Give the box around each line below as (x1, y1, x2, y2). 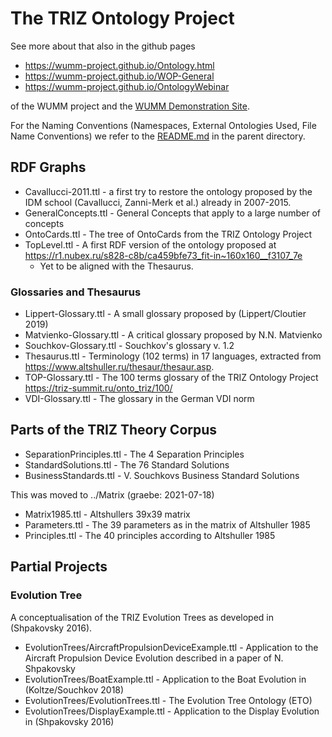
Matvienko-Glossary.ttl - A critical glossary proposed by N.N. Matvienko (24, 329, 323, 341)
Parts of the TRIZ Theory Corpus (10, 422, 218, 439)
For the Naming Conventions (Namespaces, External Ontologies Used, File (10, 119, 317, 131)
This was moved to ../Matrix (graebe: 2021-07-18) (10, 488, 215, 501)
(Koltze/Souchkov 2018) (24, 683, 125, 696)
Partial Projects (10, 558, 108, 576)
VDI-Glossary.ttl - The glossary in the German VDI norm (24, 393, 255, 405)
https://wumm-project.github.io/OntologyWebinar (24, 80, 230, 92)
